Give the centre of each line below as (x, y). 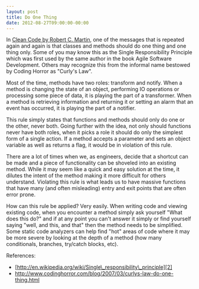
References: (21, 256)
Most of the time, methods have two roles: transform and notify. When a (94, 83)
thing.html (27, 280)
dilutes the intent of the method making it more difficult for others (86, 176)
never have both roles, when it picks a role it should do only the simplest (94, 132)
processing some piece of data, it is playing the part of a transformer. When (99, 95)
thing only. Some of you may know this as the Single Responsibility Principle (99, 52)
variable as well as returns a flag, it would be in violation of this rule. (89, 145)
